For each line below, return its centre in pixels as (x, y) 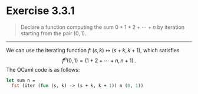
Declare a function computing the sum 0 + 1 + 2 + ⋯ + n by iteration (102, 27)
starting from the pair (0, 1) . (53, 33)
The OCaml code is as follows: (43, 69)
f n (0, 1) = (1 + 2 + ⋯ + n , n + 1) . (99, 60)
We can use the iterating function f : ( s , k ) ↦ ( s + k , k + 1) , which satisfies (93, 50)
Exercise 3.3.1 (40, 11)
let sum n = (21, 80)
